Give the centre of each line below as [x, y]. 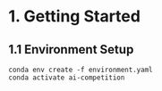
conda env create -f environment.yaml [81, 70]
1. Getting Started [74, 17]
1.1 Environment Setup [71, 50]
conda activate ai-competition [67, 78]
